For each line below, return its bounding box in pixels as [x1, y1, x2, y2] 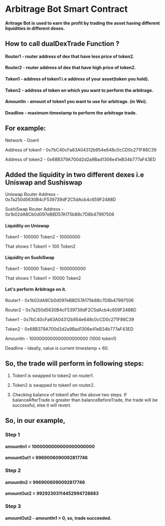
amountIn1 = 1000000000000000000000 [5, 443, 95, 450]
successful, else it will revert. [12, 402, 71, 408]
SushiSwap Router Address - [5, 206, 64, 212]
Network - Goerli [5, 137, 39, 143]
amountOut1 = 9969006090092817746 [5, 455, 88, 461]
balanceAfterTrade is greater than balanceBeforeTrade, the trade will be [12, 397, 158, 403]
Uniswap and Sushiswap [5, 178, 82, 187]
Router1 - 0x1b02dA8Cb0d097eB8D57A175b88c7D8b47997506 [5, 297, 134, 303]
